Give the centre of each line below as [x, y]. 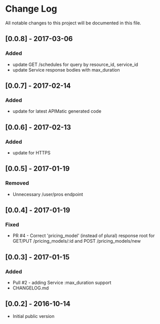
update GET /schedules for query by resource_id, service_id [75, 64]
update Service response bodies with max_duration [66, 70]
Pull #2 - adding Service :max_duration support [62, 283]
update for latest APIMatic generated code [57, 111]
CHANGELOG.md [31, 288]
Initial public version [33, 316]
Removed [17, 183]
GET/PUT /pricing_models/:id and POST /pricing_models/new [76, 241]
